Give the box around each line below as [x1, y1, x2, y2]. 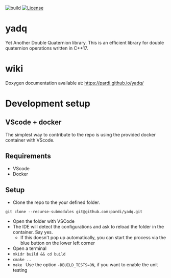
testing [12, 267, 28, 273]
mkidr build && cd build [12, 251, 66, 257]
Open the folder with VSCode [12, 218, 75, 224]
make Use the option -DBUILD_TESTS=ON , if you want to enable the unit [12, 261, 158, 268]
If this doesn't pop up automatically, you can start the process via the [20, 234, 166, 240]
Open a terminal [12, 245, 47, 251]
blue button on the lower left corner [20, 240, 95, 246]
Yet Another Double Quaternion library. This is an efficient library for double [5, 39, 164, 45]
